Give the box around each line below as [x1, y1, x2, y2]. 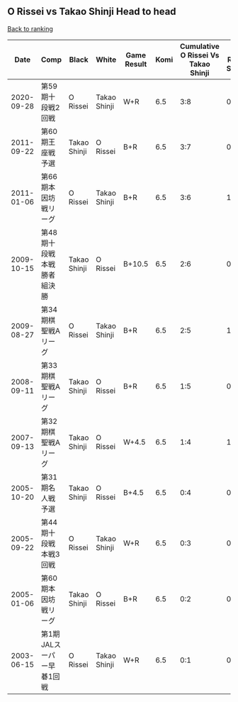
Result [125, 59, 147, 69]
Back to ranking [7, 24, 53, 33]
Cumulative [179, 41, 220, 51]
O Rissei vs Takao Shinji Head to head [7, 6, 176, 18]
